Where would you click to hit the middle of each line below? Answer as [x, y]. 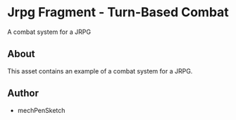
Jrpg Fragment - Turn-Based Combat [118, 12]
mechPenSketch [41, 110]
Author [23, 94]
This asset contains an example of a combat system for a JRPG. [100, 71]
